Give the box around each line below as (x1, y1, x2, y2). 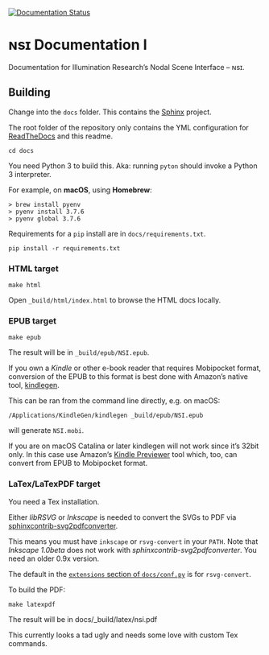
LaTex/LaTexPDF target (8, 479, 101, 490)
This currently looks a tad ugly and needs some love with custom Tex (8, 630, 238, 640)
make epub (8, 334, 42, 342)
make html (8, 282, 42, 290)
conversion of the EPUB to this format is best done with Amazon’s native (8, 372, 248, 381)
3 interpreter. (8, 169, 52, 179)
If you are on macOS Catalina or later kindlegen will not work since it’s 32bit (8, 441, 259, 451)
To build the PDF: (8, 584, 66, 595)
